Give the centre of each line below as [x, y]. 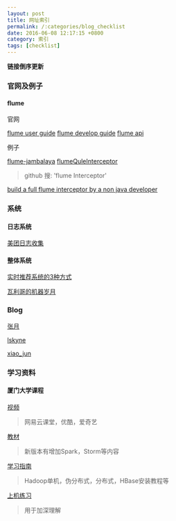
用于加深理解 [42, 510]
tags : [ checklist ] [34, 46]
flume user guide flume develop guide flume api [76, 133]
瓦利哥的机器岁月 [32, 292]
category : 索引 [28, 39]
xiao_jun [19, 353]
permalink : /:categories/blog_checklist [67, 26]
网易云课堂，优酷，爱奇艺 [61, 422]
